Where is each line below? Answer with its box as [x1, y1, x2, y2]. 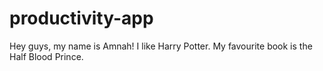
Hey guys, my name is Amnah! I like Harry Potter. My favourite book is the [9, 40, 313, 52]
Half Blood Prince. [9, 50, 84, 62]
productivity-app [9, 7, 154, 30]
